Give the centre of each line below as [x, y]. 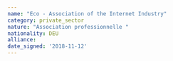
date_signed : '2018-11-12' [47, 46]
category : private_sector [46, 20]
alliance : [22, 40]
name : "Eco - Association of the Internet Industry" [87, 14]
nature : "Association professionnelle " [68, 27]
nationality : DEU [33, 33]
